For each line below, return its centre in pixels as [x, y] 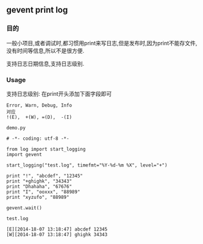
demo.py [16, 127]
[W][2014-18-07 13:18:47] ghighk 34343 [57, 234]
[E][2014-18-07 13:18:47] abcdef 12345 [57, 229]
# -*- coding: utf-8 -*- [38, 138]
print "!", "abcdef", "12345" [45, 176]
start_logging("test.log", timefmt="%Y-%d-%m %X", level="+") [87, 165]
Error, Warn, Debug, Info [39, 105]
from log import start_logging [46, 149]
